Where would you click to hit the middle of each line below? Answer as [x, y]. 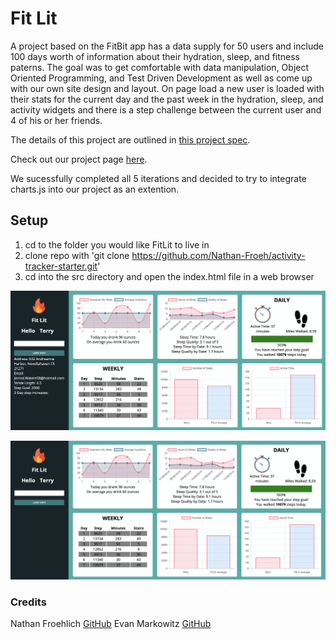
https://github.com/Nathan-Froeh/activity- [218, 255]
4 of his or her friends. [56, 120]
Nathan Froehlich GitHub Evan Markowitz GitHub [111, 624]
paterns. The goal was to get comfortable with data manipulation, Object [160, 67]
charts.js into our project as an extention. [95, 189]
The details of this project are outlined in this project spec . [130, 139]
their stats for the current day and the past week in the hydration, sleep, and [167, 99]
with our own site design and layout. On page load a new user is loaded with [167, 88]
